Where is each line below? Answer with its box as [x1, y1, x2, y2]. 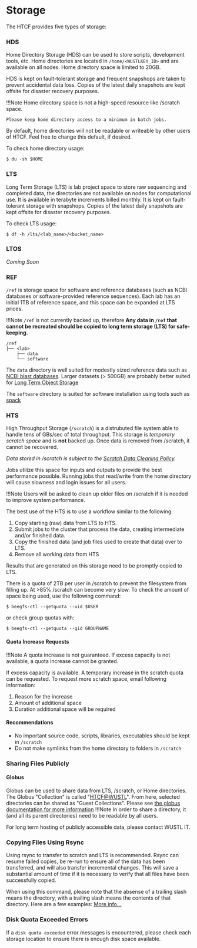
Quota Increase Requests [6, 638, 69, 645]
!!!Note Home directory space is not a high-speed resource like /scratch [6, 99, 181, 106]
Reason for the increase [14, 693, 73, 700]
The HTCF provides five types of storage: [6, 23, 107, 30]
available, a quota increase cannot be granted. [6, 657, 119, 664]
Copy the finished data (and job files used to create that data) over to [14, 538, 182, 546]
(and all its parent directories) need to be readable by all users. [6, 812, 158, 819]
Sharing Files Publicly [6, 759, 69, 767]
